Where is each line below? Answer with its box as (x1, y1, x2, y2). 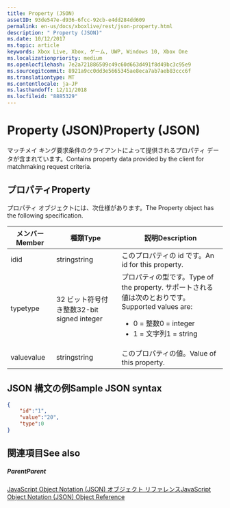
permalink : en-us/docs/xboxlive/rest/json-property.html (7, 23, 173, 30)
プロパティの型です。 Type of (121, 272, 214, 281)
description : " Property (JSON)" (7, 29, 103, 36)
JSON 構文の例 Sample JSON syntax (7, 382, 162, 395)
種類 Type (70, 233, 101, 242)
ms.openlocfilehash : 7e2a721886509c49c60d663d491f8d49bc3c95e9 (7, 61, 192, 68)
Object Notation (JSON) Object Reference (7, 493, 125, 501)
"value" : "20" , (19, 414, 60, 421)
